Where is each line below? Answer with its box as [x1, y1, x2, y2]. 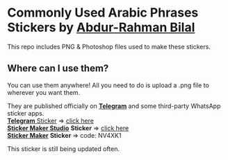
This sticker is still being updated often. [7, 144, 120, 153]
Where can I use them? [7, 62, 109, 74]
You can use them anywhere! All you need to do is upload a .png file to [7, 81, 210, 89]
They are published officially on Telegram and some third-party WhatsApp [7, 102, 221, 110]
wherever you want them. [7, 88, 81, 96]
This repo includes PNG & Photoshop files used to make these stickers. [7, 42, 211, 51]
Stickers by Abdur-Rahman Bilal [7, 19, 195, 35]
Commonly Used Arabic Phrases [7, 5, 199, 21]
